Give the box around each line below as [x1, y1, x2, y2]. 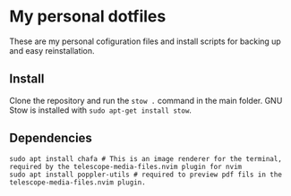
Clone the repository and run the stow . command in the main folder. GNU [9, 95, 283, 106]
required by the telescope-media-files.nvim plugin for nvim [9, 162, 243, 171]
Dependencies [9, 131, 92, 146]
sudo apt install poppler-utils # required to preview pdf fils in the [9, 170, 282, 179]
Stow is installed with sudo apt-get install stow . [9, 105, 193, 115]
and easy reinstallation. [9, 45, 96, 55]
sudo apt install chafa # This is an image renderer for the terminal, [9, 154, 282, 163]
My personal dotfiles [9, 6, 167, 27]
